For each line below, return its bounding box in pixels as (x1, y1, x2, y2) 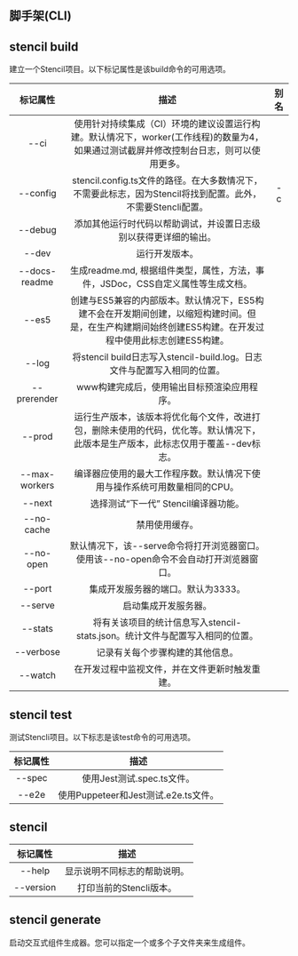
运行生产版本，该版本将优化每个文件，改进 (74, 411, 252, 424)
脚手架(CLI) (9, 8, 73, 24)
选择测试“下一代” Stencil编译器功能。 (90, 498, 245, 510)
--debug (18, 224, 58, 236)
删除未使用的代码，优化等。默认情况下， (91, 425, 261, 437)
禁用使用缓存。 (136, 519, 199, 531)
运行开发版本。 (136, 248, 199, 260)
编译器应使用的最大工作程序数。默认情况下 (74, 467, 252, 480)
